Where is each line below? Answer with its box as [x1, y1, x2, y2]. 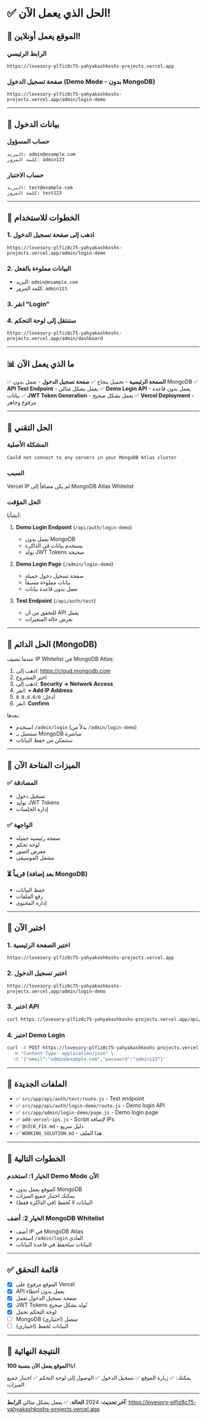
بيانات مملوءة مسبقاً [24, 579, 71, 586]
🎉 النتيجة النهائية [7, 1346, 60, 1357]
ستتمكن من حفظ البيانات [15, 736, 73, 744]
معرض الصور [15, 847, 46, 855]
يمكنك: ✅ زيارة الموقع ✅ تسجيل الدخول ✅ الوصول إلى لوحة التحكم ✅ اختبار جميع [7, 1374, 191, 1382]
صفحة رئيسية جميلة [15, 834, 61, 842]
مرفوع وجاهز [7, 399, 37, 406]
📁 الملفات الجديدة [7, 1079, 67, 1089]
